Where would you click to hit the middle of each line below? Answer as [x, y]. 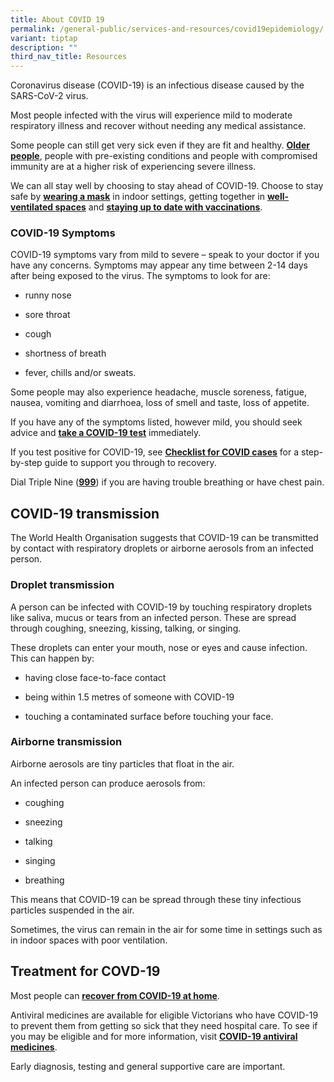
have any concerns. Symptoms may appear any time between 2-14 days [159, 265]
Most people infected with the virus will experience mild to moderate [151, 115]
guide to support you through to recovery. [130, 463]
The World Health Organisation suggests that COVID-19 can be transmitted [164, 538]
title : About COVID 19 [57, 19]
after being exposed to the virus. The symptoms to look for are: [140, 276]
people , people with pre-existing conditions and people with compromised [164, 156]
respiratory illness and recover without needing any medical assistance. [158, 126]
